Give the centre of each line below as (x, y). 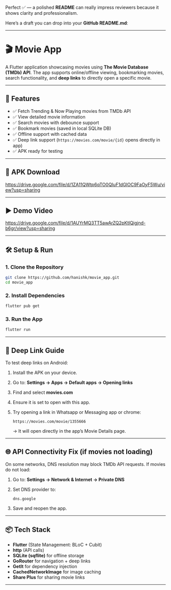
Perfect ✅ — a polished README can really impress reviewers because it (82, 7)
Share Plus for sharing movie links (49, 577)
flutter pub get (22, 306)
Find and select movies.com (43, 392)
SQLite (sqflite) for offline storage (48, 555)
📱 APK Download (33, 172)
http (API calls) (28, 550)
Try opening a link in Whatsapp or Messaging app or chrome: (77, 412)
